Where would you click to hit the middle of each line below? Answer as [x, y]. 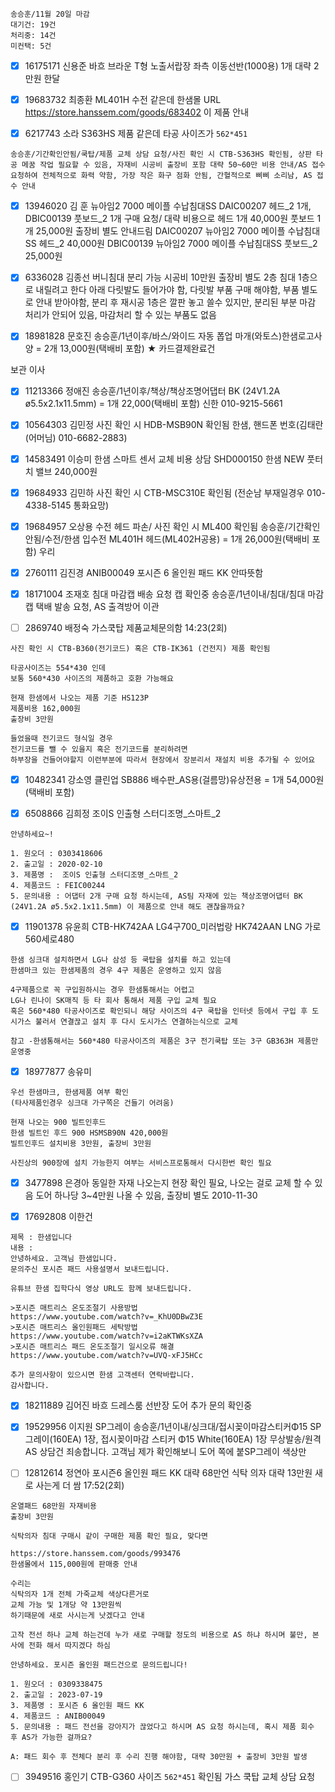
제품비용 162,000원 [45, 708]
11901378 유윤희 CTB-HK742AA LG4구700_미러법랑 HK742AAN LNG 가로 [173, 926]
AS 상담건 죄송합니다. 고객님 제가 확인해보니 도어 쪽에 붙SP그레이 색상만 [165, 1452]
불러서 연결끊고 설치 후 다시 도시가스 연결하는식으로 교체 [136, 1022]
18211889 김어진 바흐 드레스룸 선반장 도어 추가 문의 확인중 [138, 1405]
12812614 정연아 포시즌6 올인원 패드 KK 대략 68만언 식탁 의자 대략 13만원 [168, 1473]
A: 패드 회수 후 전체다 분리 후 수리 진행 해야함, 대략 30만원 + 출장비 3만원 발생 [159, 1757]
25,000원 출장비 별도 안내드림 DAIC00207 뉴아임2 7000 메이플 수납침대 [178, 231]
